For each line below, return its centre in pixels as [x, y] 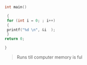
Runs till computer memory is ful [49, 57]
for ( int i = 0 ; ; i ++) [31, 20]
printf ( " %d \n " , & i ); [31, 30]
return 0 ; [15, 39]
